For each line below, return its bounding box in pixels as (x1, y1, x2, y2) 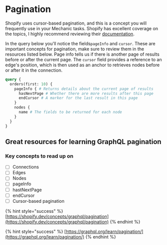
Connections (12, 164, 39, 170)
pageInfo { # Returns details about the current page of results (14, 86, 154, 91)
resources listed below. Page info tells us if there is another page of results (5, 51, 159, 57)
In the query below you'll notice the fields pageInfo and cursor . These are (5, 40, 155, 46)
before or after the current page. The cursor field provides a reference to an (5, 56, 162, 62)
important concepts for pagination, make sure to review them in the (5, 46, 144, 52)
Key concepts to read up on (5, 152, 74, 159)
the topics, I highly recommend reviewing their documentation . (5, 31, 135, 37)
